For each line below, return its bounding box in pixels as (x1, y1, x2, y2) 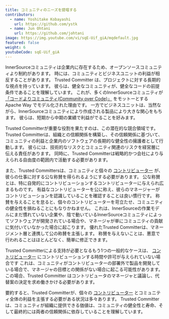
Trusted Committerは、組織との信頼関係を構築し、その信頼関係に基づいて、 (5, 132, 163, 138)
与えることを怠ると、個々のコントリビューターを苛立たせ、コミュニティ (14, 199, 163, 205)
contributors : (5, 12, 35, 17)
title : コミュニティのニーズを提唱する (5, 7, 77, 13)
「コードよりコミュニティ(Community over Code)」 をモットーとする (5, 95, 148, 101)
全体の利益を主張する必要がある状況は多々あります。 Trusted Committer (9, 296, 159, 302)
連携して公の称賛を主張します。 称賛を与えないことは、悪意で (31, 230, 160, 236)
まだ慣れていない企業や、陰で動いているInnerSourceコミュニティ (14, 211, 149, 217)
